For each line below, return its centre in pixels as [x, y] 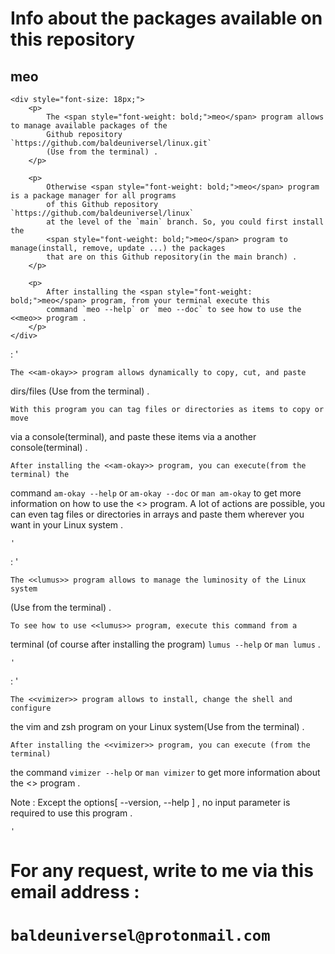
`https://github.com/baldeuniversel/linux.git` [111, 143]
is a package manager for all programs [93, 196]
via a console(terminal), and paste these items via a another [133, 436]
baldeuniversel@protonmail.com [140, 936]
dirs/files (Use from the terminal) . [80, 391]
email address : [75, 892]
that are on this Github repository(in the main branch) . [172, 257]
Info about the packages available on [166, 18]
